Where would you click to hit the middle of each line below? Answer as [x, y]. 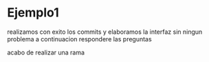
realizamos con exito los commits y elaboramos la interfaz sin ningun [105, 32]
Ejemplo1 [33, 13]
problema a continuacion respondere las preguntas [80, 39]
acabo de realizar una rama [46, 52]
